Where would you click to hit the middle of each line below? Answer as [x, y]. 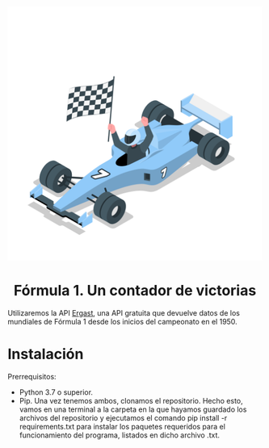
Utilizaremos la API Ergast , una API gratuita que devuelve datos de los [124, 312]
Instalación [46, 354]
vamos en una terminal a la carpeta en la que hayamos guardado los [133, 409]
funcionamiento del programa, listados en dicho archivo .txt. [119, 435]
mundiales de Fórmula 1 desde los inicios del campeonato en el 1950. [122, 321]
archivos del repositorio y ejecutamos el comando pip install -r [123, 417]
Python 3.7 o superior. [56, 392]
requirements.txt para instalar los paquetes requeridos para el [122, 426]
